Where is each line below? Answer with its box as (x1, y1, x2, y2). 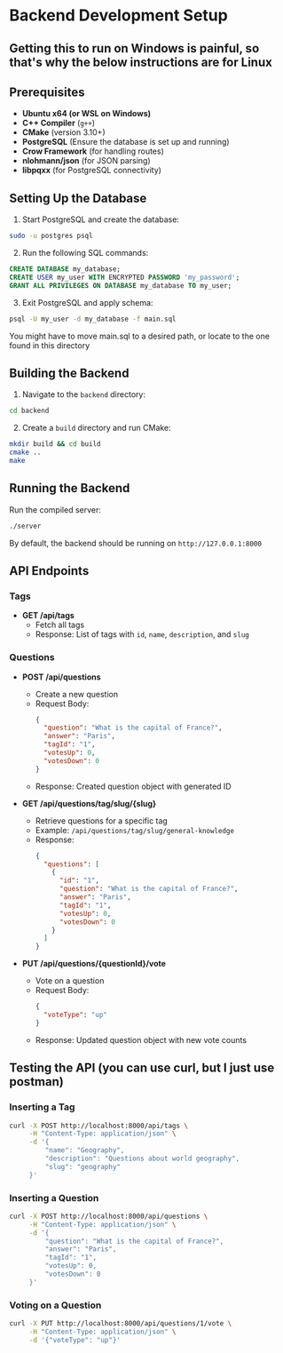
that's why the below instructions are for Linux (9, 54, 272, 69)
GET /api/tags (21, 610, 75, 621)
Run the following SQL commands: (21, 248, 149, 259)
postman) (9, 1074, 64, 1089)
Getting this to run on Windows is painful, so (9, 41, 260, 56)
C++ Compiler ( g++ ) (21, 117, 96, 129)
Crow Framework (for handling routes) (21, 146, 164, 156)
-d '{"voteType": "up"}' (28, 1335, 122, 1344)
